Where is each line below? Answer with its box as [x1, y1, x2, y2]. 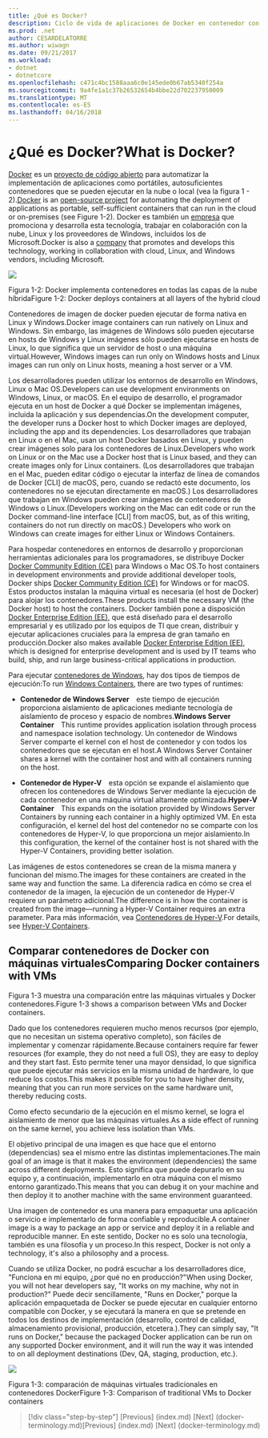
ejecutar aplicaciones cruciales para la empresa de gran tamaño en [8, 629, 230, 639]
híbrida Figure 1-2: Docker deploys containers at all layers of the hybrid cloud [8, 293, 261, 303]
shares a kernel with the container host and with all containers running [19, 753, 252, 763]
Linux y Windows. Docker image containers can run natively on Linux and [8, 317, 249, 327]
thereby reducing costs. [8, 1091, 87, 1101]
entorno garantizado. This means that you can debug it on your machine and [8, 1182, 258, 1191]
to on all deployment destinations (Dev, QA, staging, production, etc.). [8, 1348, 238, 1358]
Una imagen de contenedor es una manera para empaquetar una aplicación [8, 1206, 258, 1215]
